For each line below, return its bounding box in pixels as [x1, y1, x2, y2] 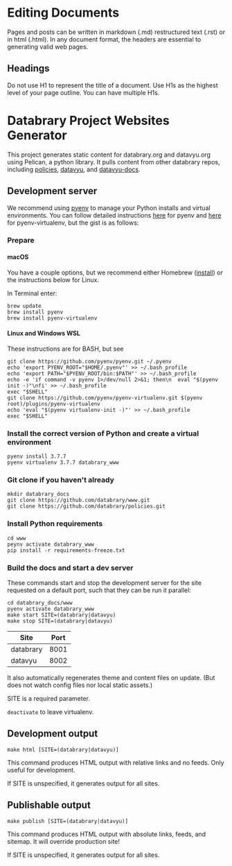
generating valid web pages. [7, 42, 89, 51]
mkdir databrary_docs [7, 491, 70, 498]
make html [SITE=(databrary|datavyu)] [7, 746, 119, 753]
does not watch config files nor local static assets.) [7, 681, 153, 689]
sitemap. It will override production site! [7, 837, 120, 845]
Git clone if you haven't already [7, 475, 114, 485]
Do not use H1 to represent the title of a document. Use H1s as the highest [7, 81, 218, 89]
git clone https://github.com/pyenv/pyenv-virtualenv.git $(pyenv [7, 394, 203, 401]
